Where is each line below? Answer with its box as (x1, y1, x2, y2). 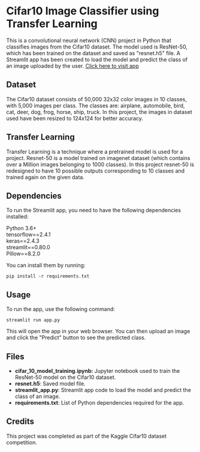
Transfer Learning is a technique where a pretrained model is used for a (6, 148, 183, 155)
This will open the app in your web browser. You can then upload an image (6, 328, 190, 335)
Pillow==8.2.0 (6, 250, 41, 257)
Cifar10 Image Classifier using (6, 4, 159, 18)
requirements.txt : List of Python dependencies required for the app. (14, 399, 184, 406)
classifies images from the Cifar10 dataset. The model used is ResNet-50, (6, 43, 187, 50)
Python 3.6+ (6, 225, 37, 232)
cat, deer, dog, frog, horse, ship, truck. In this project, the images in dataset (6, 108, 193, 115)
